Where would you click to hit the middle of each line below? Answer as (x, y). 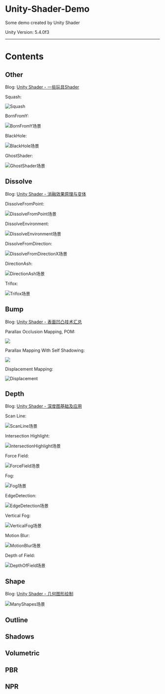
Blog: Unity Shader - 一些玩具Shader (42, 87)
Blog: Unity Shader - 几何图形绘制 (39, 594)
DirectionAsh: (19, 263)
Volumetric (23, 653)
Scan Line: (16, 416)
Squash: (14, 97)
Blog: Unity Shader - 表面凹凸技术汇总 (43, 322)
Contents (25, 57)
